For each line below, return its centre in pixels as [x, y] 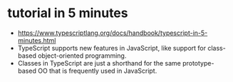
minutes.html [37, 40]
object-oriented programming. [82, 56]
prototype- [198, 63]
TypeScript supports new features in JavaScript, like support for [112, 48]
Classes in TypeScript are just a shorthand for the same [99, 63]
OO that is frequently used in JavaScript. [98, 71]
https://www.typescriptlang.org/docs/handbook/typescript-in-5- [113, 33]
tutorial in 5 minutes [68, 13]
